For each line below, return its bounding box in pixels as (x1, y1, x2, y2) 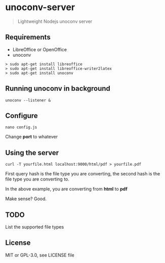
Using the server (5, 148, 59, 157)
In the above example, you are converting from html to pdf (5, 186, 128, 192)
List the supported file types (5, 224, 64, 230)
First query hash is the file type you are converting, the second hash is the (5, 171, 160, 177)
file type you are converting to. (5, 176, 70, 182)
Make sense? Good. (5, 196, 47, 202)
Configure (5, 111, 38, 120)
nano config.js (5, 125, 37, 130)
